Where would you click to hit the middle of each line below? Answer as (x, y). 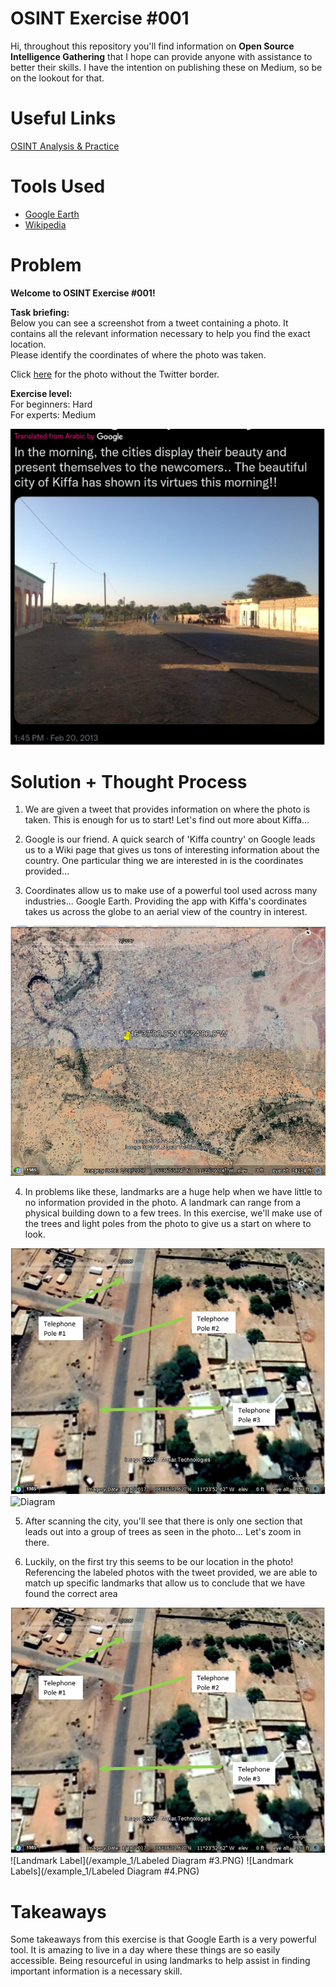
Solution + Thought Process (129, 781)
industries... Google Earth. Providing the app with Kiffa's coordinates (166, 901)
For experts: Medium (53, 414)
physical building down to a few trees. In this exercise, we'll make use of (173, 1213)
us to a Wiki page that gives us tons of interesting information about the (172, 850)
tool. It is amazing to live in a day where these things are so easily (145, 1950)
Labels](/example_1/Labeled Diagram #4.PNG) (105, 1871)
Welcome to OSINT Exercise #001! (83, 293)
